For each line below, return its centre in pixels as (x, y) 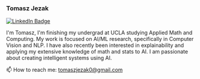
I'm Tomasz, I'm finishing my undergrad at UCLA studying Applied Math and (99, 33)
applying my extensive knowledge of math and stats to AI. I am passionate (97, 52)
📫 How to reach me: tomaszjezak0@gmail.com (65, 70)
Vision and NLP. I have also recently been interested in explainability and (95, 45)
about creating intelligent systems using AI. (59, 58)
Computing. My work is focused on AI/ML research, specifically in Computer (100, 39)
